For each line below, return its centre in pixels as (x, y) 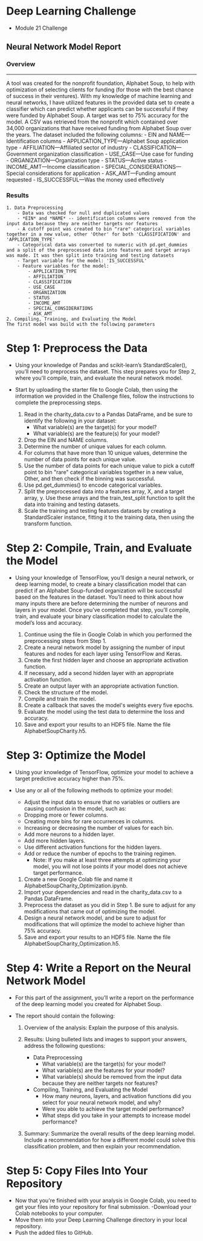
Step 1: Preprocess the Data (77, 348)
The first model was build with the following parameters (81, 324)
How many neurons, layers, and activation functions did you (117, 1096)
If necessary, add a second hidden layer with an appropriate (99, 673)
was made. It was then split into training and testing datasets (90, 255)
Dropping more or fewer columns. (66, 815)
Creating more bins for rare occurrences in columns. (89, 821)
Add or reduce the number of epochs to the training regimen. (100, 853)
